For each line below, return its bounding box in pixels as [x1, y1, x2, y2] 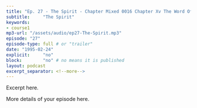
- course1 [6, 25, 30, 31]
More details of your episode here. [6, 96, 90, 103]
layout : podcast [6, 62, 46, 69]
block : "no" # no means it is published [6, 57, 125, 63]
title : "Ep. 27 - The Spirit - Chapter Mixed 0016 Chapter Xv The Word [6, 8, 185, 15]
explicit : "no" [6, 52, 54, 58]
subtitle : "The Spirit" [6, 14, 75, 20]
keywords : [6, 19, 30, 25]
